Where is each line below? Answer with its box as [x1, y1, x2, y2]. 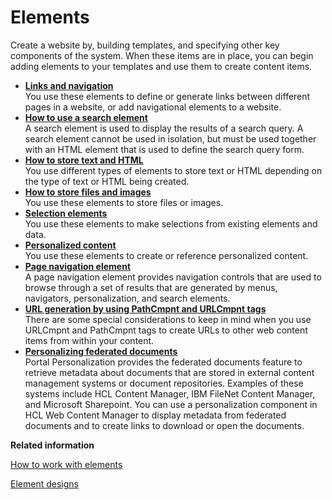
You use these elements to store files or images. [24, 196, 224, 208]
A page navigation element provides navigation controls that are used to [24, 271, 322, 283]
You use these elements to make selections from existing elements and [24, 217, 318, 230]
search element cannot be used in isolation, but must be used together [24, 132, 317, 145]
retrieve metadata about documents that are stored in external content [24, 366, 315, 378]
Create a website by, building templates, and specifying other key [10, 39, 280, 51]
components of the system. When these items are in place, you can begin [10, 49, 314, 61]
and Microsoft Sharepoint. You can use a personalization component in [24, 398, 318, 410]
